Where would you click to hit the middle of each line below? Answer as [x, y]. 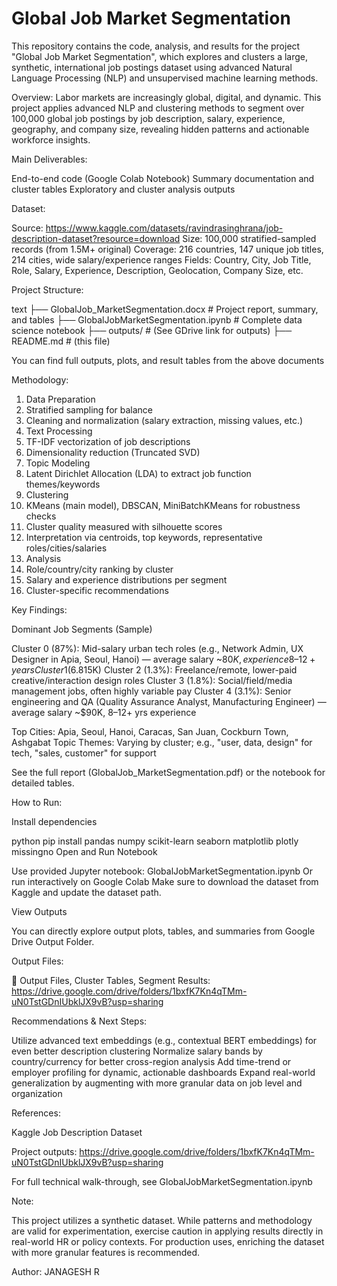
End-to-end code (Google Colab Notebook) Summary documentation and [163, 178]
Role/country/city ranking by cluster [99, 569]
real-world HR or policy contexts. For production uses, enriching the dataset [168, 1241]
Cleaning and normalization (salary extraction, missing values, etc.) [164, 420]
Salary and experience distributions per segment [126, 579]
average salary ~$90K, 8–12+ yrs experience [104, 712]
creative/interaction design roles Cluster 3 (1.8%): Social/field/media [152, 680]
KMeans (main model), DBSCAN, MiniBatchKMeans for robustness [163, 505]
